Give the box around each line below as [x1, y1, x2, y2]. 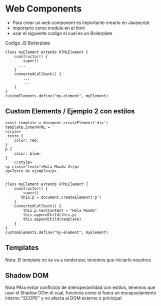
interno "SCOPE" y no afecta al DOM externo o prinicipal [5, 295, 122, 301]
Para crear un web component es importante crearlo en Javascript [12, 20, 150, 26]
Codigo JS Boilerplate [5, 40, 50, 46]
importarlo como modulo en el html [12, 25, 85, 31]
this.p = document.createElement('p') [20, 195, 101, 200]
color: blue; [14, 151, 41, 156]
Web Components [5, 3, 82, 15]
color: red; [14, 138, 39, 143]
